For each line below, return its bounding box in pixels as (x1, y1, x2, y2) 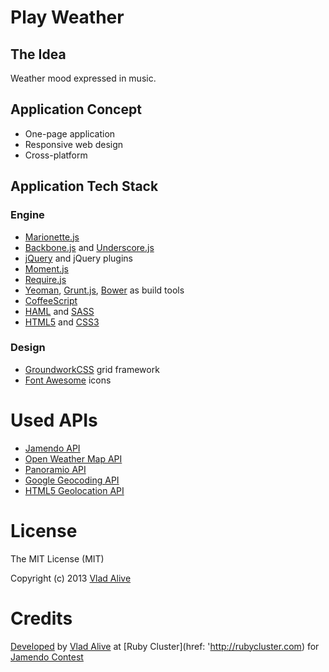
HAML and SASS (24, 305, 95, 317)
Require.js (24, 273, 67, 285)
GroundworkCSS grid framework (24, 363, 160, 375)
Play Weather (10, 6, 125, 29)
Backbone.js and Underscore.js (24, 241, 155, 253)
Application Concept (10, 101, 142, 118)
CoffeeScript (24, 294, 78, 306)
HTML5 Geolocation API (24, 484, 125, 496)
